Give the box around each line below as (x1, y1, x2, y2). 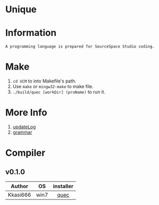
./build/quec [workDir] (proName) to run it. (12, 89, 106, 95)
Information (5, 27, 56, 39)
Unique (5, 4, 37, 15)
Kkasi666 (8, 191, 31, 198)
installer (53, 183, 73, 190)
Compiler (5, 147, 46, 159)
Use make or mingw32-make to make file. (12, 84, 94, 90)
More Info (5, 107, 48, 118)
